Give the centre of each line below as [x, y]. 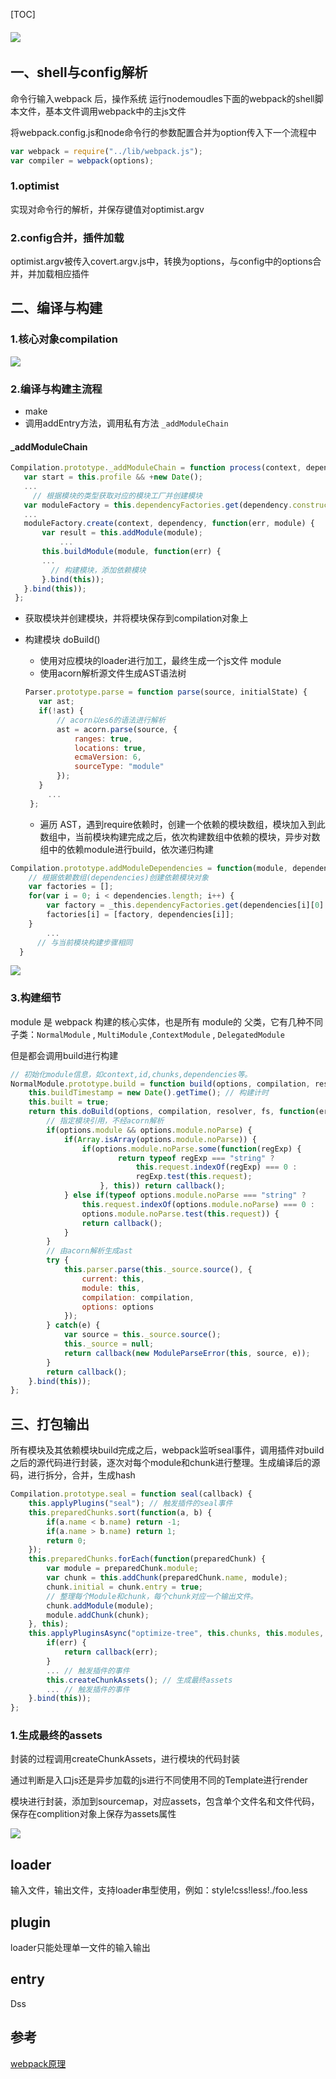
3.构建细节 [36, 998]
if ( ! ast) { [61, 711]
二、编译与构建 [56, 308]
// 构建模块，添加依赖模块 [98, 570]
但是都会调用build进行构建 [64, 1055]
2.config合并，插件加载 [67, 237]
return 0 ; [66, 1540]
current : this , [113, 1279]
